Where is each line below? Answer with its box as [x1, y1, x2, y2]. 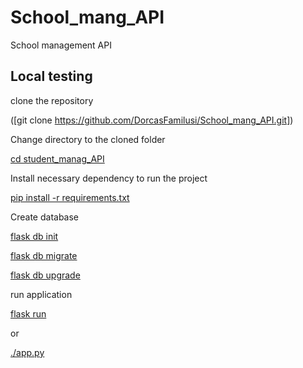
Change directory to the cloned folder [10, 133, 166, 145]
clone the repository [10, 94, 94, 106]
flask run [10, 307, 47, 320]
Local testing [10, 68, 93, 85]
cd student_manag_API [10, 152, 105, 165]
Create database [10, 211, 80, 223]
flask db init [10, 230, 59, 242]
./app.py [10, 346, 45, 358]
